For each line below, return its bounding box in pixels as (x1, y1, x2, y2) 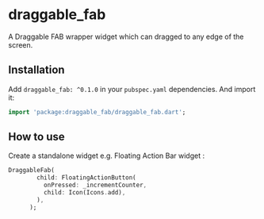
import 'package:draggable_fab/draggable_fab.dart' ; (8, 108, 186, 116)
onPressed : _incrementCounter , (43, 181, 147, 190)
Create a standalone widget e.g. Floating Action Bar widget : (8, 151, 205, 160)
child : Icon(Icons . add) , (43, 189, 126, 197)
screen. (8, 40, 33, 49)
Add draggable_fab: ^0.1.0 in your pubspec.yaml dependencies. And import (8, 84, 256, 94)
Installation (8, 63, 65, 77)
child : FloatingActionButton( (36, 174, 136, 182)
